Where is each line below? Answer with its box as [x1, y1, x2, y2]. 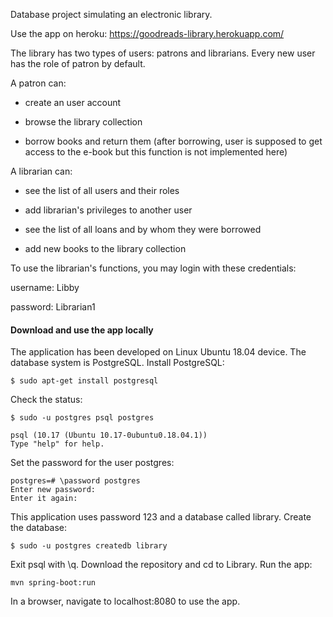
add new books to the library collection [24, 243, 187, 254]
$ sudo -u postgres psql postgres [10, 413, 155, 423]
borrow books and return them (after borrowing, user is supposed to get [24, 135, 323, 147]
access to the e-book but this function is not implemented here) [24, 146, 288, 158]
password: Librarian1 [10, 301, 96, 313]
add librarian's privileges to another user [24, 204, 193, 216]
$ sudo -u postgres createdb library [10, 541, 168, 551]
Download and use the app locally [10, 324, 154, 336]
